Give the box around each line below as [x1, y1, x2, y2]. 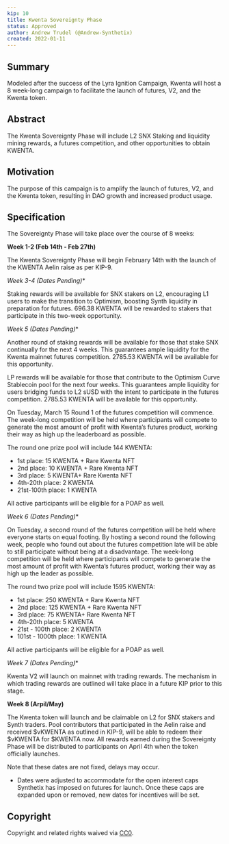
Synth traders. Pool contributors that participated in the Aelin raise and [7, 721, 206, 729]
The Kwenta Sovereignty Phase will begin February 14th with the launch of [7, 256, 217, 264]
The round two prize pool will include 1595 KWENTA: [7, 583, 156, 591]
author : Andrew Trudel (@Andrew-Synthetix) [7, 29, 133, 36]
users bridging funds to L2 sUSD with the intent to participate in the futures [7, 388, 219, 396]
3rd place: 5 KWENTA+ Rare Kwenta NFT [16, 471, 133, 480]
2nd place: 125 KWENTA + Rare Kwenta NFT [16, 604, 142, 612]
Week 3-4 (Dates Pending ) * [7, 277, 85, 285]
